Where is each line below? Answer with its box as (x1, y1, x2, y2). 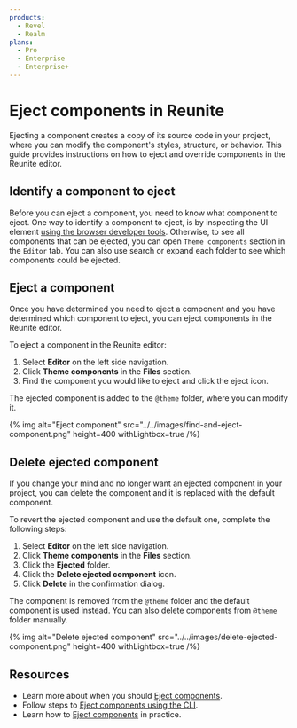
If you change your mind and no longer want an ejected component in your (9, 478, 283, 489)
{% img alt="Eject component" (9, 419, 121, 430)
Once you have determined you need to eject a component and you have (9, 303, 276, 315)
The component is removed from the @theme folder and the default (9, 596, 250, 607)
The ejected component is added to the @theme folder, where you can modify (9, 393, 288, 403)
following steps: (9, 524, 67, 535)
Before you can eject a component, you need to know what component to (9, 207, 278, 218)
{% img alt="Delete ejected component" (9, 631, 157, 643)
